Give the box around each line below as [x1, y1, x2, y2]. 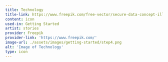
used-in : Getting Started [5, 21, 59, 26]
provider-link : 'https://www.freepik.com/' [5, 35, 97, 40]
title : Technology [5, 7, 43, 12]
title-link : [5, 12, 30, 17]
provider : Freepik [5, 30, 43, 35]
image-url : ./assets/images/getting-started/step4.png [5, 40, 122, 45]
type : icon [5, 49, 28, 54]
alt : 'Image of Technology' [5, 44, 64, 49]
